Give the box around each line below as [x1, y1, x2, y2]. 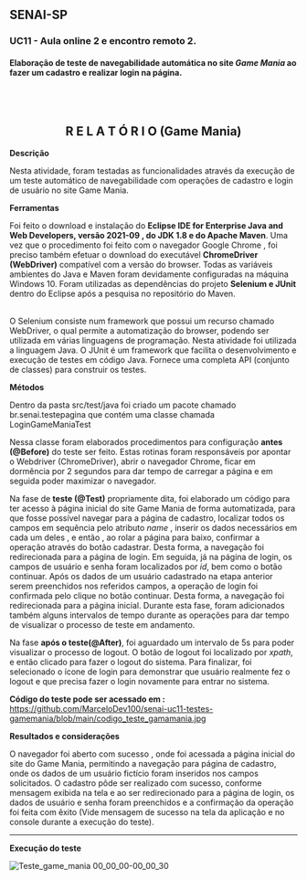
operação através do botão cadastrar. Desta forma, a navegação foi [9, 542, 265, 553]
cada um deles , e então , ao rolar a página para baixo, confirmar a [9, 532, 260, 543]
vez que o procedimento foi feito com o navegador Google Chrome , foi [9, 239, 279, 250]
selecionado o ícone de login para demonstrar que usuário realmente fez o [9, 666, 291, 677]
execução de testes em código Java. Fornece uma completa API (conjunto [9, 355, 290, 366]
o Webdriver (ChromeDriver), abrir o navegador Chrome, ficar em [9, 456, 256, 467]
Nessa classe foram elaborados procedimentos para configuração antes [9, 437, 283, 448]
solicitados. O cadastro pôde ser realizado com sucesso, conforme [9, 778, 262, 789]
